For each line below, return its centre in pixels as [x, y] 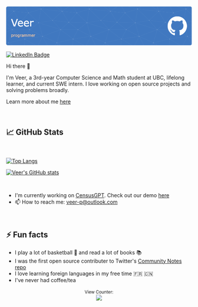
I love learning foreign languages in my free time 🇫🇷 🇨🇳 [84, 273]
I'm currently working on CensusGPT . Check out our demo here [92, 195]
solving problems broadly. [38, 90]
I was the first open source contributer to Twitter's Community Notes [98, 261]
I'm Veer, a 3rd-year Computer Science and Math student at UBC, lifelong [95, 77]
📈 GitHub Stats [35, 133]
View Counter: [99, 292]
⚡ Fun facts [27, 235]
